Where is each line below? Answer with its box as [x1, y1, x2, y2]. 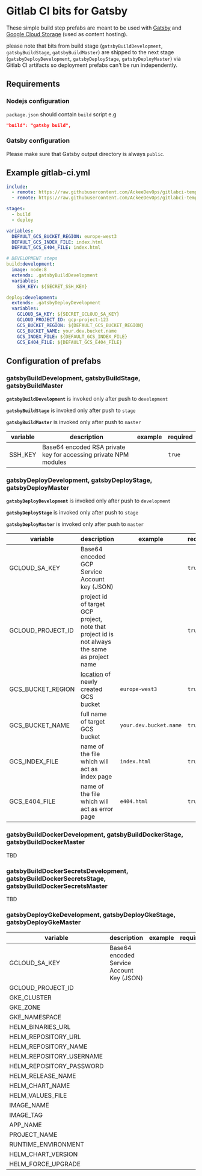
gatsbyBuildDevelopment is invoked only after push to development [6, 395, 168, 402]
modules [41, 458, 67, 466]
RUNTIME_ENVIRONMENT [9, 1140, 84, 1149]
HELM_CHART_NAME [9, 1081, 70, 1090]
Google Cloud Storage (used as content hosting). [6, 30, 128, 37]
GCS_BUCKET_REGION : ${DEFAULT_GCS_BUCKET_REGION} [17, 322, 144, 328]
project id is [80, 630, 114, 639]
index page [80, 772, 112, 781]
